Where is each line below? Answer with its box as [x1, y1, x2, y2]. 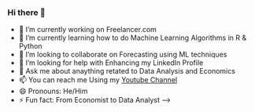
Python [18, 42, 42, 51]
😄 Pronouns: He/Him [18, 86, 88, 96]
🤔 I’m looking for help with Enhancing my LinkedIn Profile [18, 58, 204, 67]
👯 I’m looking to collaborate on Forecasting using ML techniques [18, 50, 227, 60]
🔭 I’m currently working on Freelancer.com [18, 25, 157, 34]
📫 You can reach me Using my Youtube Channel [18, 75, 178, 85]
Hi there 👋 [7, 7, 46, 18]
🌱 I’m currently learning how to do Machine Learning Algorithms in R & [18, 33, 247, 42]
